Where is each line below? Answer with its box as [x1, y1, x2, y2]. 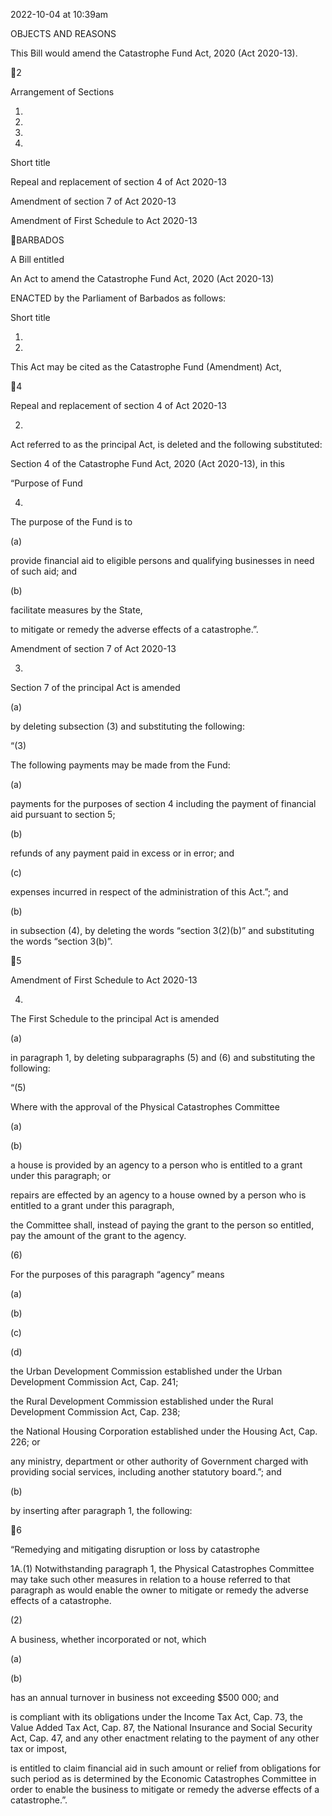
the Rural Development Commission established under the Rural [10, 1395, 274, 1407]
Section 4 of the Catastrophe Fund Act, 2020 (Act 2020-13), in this [10, 458, 285, 469]
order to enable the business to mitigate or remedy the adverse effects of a [10, 1784, 320, 1795]
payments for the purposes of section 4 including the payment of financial [10, 798, 317, 809]
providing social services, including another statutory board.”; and [10, 1466, 282, 1478]
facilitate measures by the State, [10, 604, 143, 616]
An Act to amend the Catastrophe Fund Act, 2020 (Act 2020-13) [10, 273, 275, 284]
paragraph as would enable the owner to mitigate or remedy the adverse [10, 1584, 309, 1596]
